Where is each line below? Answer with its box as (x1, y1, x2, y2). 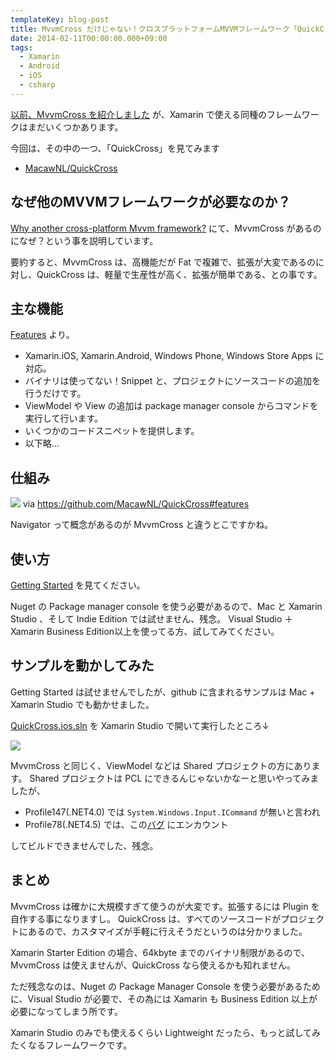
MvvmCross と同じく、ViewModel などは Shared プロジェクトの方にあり (10, 759, 312, 771)
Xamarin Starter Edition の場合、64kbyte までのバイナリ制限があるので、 (10, 946, 310, 958)
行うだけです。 (24, 387, 87, 400)
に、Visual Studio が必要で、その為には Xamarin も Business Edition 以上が (10, 992, 318, 1005)
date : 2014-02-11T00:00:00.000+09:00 (10, 33, 168, 43)
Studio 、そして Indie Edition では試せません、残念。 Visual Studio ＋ (10, 613, 294, 625)
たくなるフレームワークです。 (10, 1039, 133, 1051)
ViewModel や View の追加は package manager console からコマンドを (24, 400, 319, 412)
